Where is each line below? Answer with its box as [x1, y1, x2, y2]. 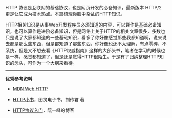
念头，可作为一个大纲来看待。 [14, 60, 77, 66]
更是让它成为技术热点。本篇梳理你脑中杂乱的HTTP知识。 [5, 11, 125, 17]
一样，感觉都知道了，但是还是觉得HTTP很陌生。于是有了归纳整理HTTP [9, 54, 160, 60]
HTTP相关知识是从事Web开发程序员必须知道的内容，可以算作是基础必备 [5, 22, 157, 28]
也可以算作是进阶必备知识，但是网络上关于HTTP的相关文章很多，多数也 [14, 28, 165, 34]
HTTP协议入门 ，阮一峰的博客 [12, 107, 75, 113]
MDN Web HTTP [12, 86, 48, 92]
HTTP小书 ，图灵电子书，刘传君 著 [12, 97, 85, 102]
